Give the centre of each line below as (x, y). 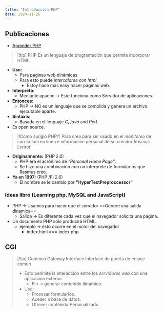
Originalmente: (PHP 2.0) (38, 156)
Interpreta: (23, 90)
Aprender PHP (27, 46)
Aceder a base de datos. (56, 299)
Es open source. (29, 127)
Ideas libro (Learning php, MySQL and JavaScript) (65, 195)
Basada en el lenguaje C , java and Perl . (59, 122)
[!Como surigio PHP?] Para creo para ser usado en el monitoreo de (84, 136)
